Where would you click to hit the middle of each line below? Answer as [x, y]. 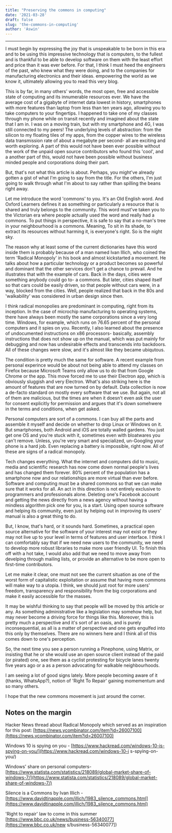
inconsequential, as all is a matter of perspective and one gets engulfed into [85, 628]
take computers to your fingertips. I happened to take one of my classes [81, 113]
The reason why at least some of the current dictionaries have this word [81, 247]
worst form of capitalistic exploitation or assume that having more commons [85, 580]
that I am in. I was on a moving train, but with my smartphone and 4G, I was [85, 124]
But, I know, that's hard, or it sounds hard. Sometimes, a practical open [80, 526]
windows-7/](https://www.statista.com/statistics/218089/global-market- [81, 777]
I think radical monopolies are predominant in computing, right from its [80, 306]
